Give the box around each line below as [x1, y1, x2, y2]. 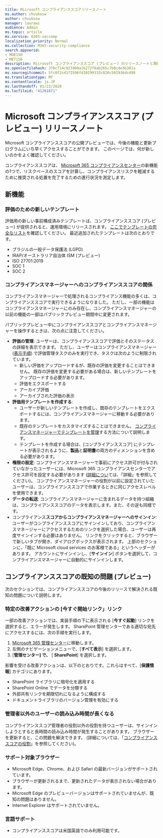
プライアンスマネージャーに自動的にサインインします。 [16, 557, 126, 563]
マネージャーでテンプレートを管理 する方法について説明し [32, 429, 146, 435]
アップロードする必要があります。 [19, 375, 87, 380]
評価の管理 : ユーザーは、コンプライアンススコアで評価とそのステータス [12, 338, 154, 344]
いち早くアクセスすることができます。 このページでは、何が [26, 146, 146, 152]
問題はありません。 [20, 796, 59, 802]
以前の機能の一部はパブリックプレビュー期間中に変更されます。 [5, 311, 132, 317]
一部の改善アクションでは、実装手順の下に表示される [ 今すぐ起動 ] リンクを [5, 617, 155, 623]
